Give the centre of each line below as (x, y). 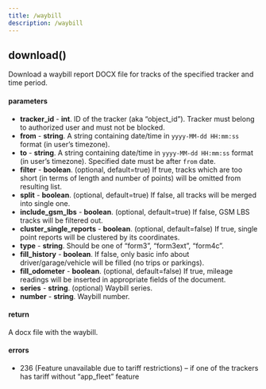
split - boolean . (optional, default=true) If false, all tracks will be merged (138, 195)
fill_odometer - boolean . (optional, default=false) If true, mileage (126, 270)
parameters (28, 101)
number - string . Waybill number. (75, 296)
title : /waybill (35, 16)
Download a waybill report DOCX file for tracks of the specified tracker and (131, 74)
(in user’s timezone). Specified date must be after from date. (118, 161)
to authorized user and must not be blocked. (92, 127)
